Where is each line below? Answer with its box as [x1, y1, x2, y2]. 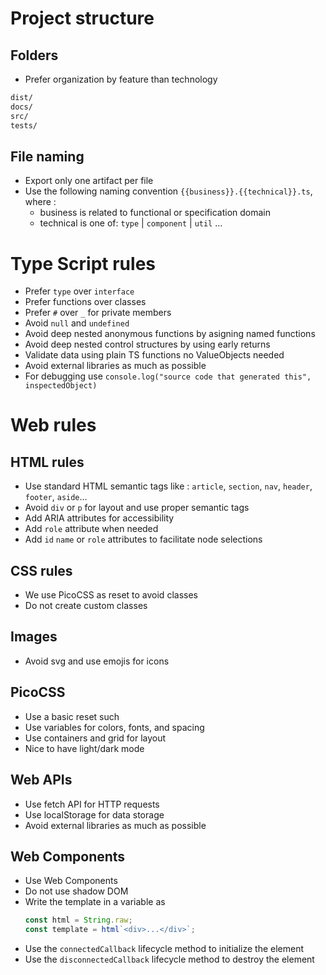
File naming [10, 148, 85, 165]
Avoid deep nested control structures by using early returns [24, 338, 271, 351]
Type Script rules [10, 252, 156, 275]
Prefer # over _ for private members [24, 307, 172, 319]
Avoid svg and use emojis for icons [24, 655, 170, 667]
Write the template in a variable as [24, 896, 166, 908]
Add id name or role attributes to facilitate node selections [24, 533, 263, 546]
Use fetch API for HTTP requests [24, 798, 160, 810]
